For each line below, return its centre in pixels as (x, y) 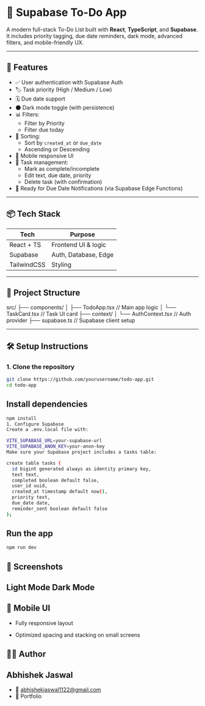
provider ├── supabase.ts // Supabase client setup (71, 320)
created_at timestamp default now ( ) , (60, 492)
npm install (21, 418)
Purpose (83, 234)
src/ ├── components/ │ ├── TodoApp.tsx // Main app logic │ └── (91, 307)
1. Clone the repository (41, 367)
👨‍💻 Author (26, 654)
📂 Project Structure (43, 292)
